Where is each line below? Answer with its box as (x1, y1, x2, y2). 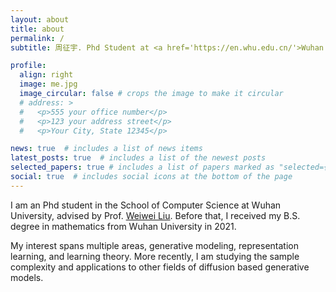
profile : (10, 61, 47, 71)
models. (10, 271, 44, 283)
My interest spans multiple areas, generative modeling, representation (10, 239, 299, 251)
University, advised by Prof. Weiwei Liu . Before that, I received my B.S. (10, 209, 301, 221)
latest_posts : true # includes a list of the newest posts (10, 153, 267, 163)
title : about (10, 24, 65, 34)
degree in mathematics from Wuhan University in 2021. (10, 220, 237, 232)
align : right (19, 70, 74, 80)
